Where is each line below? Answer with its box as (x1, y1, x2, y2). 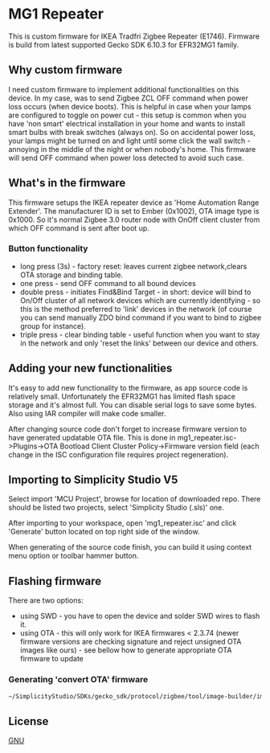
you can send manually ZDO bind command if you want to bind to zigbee (19, 313, 262, 322)
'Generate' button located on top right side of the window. (8, 527, 200, 537)
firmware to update (19, 654, 84, 664)
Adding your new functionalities (8, 362, 173, 375)
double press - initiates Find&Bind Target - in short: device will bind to (19, 287, 252, 297)
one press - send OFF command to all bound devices (19, 278, 197, 288)
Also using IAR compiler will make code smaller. (8, 408, 166, 418)
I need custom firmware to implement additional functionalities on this (8, 84, 239, 94)
